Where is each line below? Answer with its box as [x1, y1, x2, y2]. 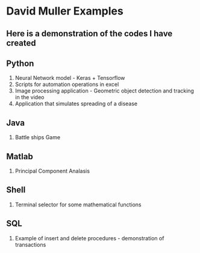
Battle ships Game [14, 134, 61, 141]
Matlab [6, 151, 33, 162]
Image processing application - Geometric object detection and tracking [14, 87, 195, 94]
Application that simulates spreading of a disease [14, 100, 137, 107]
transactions [14, 241, 46, 248]
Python [6, 58, 34, 68]
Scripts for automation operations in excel [14, 80, 119, 88]
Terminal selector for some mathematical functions [14, 201, 142, 208]
